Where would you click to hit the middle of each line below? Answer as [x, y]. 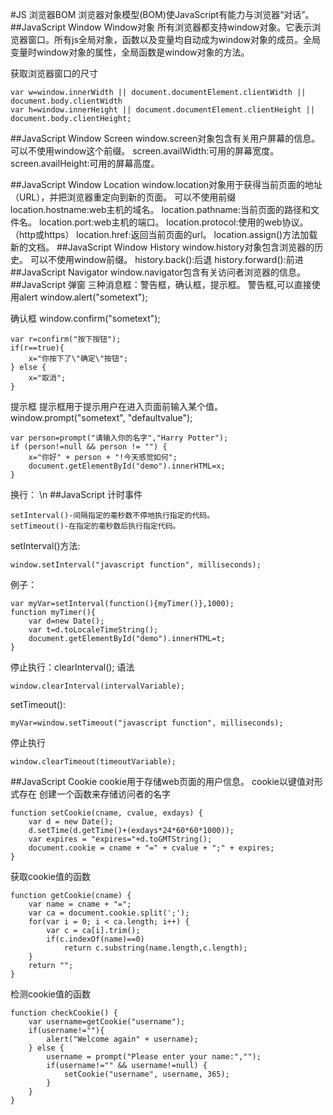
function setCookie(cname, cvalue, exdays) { [106, 813]
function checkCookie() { [64, 1013]
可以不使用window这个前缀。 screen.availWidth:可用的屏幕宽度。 [145, 151]
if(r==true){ [37, 348]
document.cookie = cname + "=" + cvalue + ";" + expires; [151, 848]
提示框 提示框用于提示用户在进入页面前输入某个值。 [116, 406]
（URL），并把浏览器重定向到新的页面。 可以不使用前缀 [123, 197]
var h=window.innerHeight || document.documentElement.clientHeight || [162, 110]
